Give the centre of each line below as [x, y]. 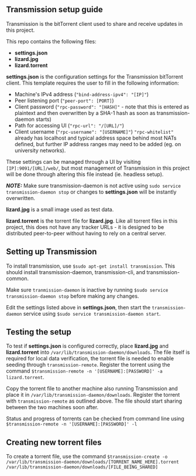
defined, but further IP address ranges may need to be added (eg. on [98, 144]
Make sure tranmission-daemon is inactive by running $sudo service [87, 289]
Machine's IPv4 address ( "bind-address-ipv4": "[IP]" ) [82, 94]
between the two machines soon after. [52, 407]
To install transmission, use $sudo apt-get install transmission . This [91, 266]
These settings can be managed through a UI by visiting [73, 161]
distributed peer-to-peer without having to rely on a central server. [86, 233]
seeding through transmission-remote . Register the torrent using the [88, 365]
